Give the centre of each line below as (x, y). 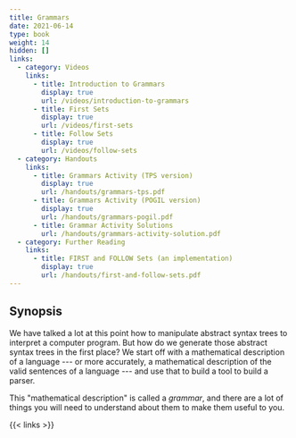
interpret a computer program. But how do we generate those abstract (138, 342)
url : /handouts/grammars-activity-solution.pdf (131, 233)
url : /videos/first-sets (87, 126)
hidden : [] (29, 51)
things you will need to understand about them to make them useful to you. (147, 407)
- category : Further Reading (71, 242)
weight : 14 (29, 42)
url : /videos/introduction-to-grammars (115, 101)
